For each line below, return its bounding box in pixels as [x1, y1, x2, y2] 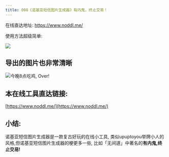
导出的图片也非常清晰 [5, 59, 72, 68]
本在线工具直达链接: [5, 89, 68, 98]
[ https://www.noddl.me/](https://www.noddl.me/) [5, 103, 108, 109]
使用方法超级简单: [5, 33, 43, 39]
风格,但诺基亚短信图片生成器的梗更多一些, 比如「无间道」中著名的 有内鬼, [5, 140, 158, 146]
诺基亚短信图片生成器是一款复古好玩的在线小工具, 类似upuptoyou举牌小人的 [5, 134, 164, 140]
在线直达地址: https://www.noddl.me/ [5, 22, 83, 28]
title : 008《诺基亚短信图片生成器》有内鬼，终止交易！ [5, 7, 108, 13]
